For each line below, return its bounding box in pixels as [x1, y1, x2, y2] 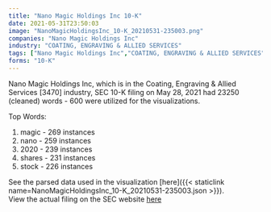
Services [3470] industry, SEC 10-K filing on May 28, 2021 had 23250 [8, 87, 240, 97]
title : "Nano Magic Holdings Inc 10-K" [8, 11, 143, 20]
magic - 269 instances [19, 127, 95, 137]
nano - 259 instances [19, 135, 91, 145]
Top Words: [8, 111, 47, 121]
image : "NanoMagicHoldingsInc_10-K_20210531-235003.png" [8, 27, 204, 35]
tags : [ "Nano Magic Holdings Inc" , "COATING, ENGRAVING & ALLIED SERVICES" [8, 49, 265, 57]
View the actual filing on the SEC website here [8, 194, 162, 204]
